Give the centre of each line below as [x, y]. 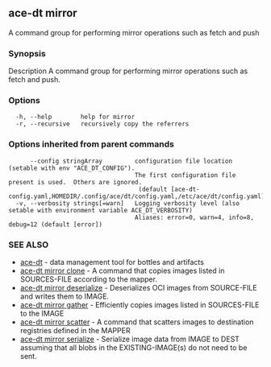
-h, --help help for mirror [75, 117]
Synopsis [27, 53]
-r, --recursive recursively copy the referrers [102, 124]
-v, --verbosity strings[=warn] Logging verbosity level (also [128, 203]
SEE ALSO [29, 245]
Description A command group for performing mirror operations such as [128, 71]
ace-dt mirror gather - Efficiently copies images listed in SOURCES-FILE [140, 305]
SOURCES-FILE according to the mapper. [88, 279]
